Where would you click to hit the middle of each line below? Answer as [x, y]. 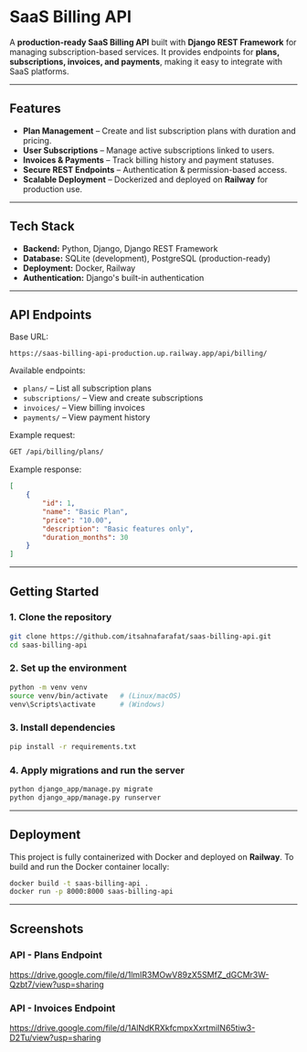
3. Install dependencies [63, 727]
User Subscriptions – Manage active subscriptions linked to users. [148, 150]
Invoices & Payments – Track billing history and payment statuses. [148, 160]
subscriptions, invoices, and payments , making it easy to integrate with [146, 61]
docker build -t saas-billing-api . [79, 883]
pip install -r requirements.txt [73, 746]
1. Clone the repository [61, 617]
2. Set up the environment [68, 668]
